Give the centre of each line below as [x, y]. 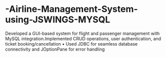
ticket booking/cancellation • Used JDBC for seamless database [71, 44]
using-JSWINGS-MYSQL [58, 20]
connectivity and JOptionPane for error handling [55, 49]
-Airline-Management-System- [72, 9]
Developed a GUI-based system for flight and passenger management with [82, 33]
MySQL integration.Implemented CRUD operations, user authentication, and [83, 39]
